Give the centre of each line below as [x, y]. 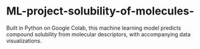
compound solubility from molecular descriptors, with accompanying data [98, 34]
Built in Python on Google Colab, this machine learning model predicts [94, 28]
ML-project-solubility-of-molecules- [100, 11]
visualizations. [24, 41]
